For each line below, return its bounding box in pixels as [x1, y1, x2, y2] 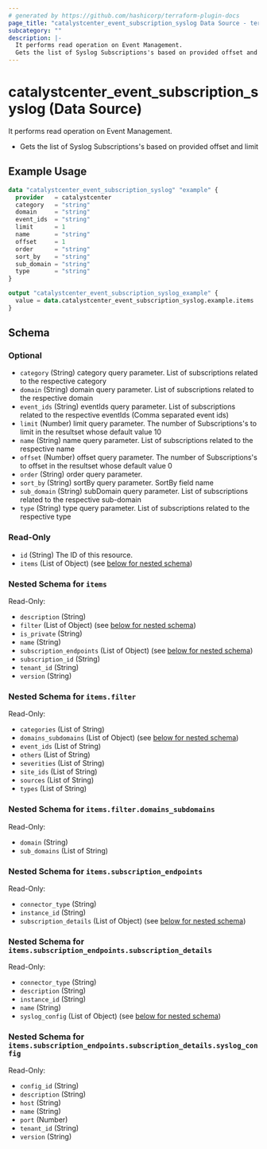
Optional [8, 350, 42, 361]
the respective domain [19, 394, 94, 403]
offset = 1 [15, 237, 66, 245]
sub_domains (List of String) [19, 845, 109, 855]
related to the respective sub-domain [19, 495, 141, 504]
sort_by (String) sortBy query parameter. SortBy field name [19, 478, 215, 488]
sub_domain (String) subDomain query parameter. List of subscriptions [19, 487, 249, 496]
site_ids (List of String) [19, 767, 98, 777]
